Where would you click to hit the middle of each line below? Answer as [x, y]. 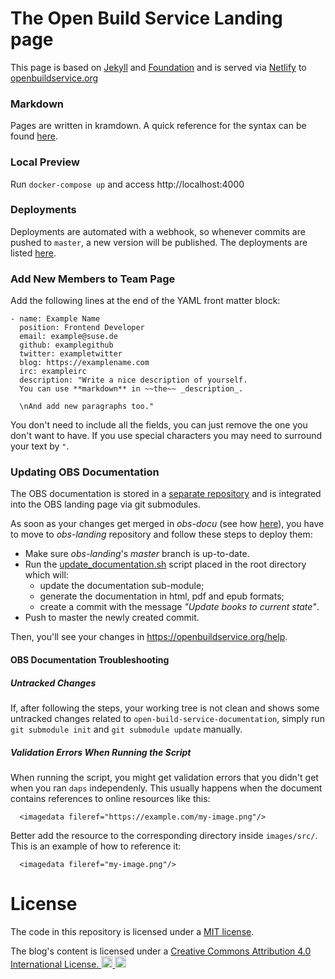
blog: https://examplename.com [84, 363]
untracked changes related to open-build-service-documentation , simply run [167, 718]
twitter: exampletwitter [71, 354]
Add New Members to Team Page [93, 279]
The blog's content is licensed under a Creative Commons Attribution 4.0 [161, 951]
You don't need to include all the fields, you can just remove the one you [159, 425]
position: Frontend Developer [82, 328]
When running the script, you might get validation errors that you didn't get [164, 777]
